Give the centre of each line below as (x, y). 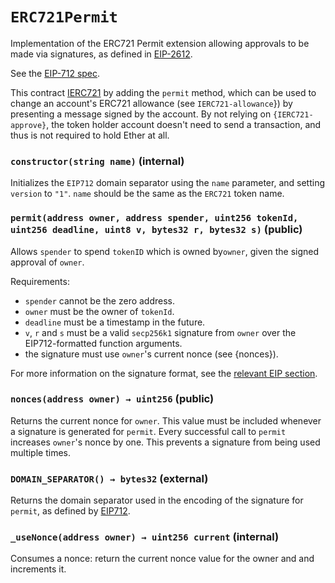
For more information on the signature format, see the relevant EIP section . (164, 373)
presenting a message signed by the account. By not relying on (141, 114)
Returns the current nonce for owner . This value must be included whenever (166, 420)
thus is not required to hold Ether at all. (90, 135)
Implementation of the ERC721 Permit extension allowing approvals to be (160, 43)
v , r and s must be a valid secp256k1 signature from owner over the (160, 332)
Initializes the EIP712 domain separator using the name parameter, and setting (167, 183)
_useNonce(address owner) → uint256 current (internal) (145, 537)
